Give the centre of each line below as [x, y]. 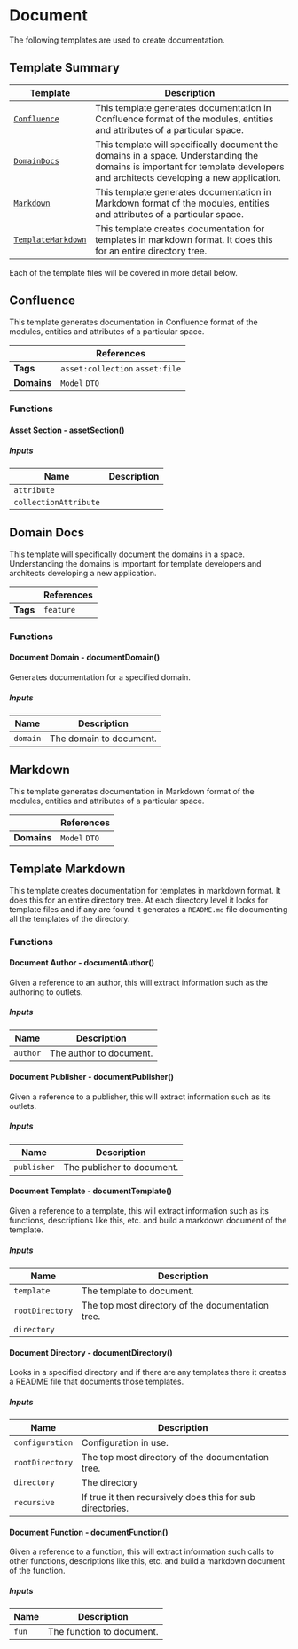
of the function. [37, 1571]
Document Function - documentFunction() [89, 1532]
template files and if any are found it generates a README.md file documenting [149, 909]
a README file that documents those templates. [97, 1382]
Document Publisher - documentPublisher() [92, 1077]
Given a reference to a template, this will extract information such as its [139, 1211]
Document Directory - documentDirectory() [91, 1352]
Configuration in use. [125, 1443]
